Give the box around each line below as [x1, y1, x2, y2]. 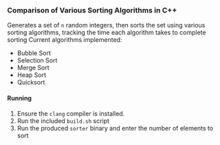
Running [7, 93, 32, 102]
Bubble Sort [16, 49, 52, 57]
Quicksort [16, 78, 45, 87]
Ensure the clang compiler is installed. [16, 109, 125, 118]
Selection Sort [16, 56, 58, 65]
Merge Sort [16, 64, 49, 72]
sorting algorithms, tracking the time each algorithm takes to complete [7, 28, 206, 36]
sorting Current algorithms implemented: [7, 36, 122, 44]
